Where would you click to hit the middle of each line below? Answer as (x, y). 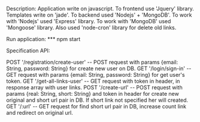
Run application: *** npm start (43, 39)
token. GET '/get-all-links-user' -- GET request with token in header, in (93, 81)
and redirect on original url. (40, 113)
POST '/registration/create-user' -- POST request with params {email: (92, 62)
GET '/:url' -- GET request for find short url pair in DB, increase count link (96, 106)
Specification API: (28, 51)
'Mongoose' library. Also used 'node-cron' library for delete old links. (91, 27)
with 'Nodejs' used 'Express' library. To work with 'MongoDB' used (89, 21)
